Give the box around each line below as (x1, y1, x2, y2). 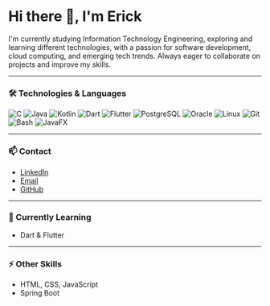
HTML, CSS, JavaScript (19, 279, 99, 289)
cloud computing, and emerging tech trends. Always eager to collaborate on (8, 51, 261, 60)
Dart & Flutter (19, 229, 65, 240)
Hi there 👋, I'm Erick (8, 7, 142, 26)
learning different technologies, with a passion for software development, (8, 42, 252, 52)
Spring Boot (19, 288, 60, 298)
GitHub (19, 184, 44, 194)
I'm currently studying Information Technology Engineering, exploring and (8, 34, 253, 43)
